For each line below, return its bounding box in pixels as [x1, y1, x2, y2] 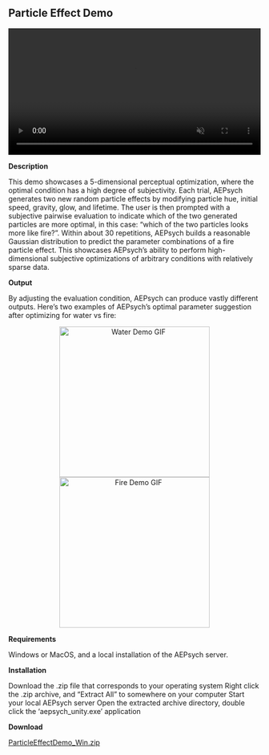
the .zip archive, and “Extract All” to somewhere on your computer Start [8, 689, 245, 699]
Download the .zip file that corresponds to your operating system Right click [8, 680, 259, 690]
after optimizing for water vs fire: [8, 310, 117, 320]
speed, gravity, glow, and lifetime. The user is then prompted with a [8, 202, 231, 212]
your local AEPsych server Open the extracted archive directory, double [8, 698, 246, 708]
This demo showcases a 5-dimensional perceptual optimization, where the [8, 177, 255, 186]
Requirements [8, 634, 57, 643]
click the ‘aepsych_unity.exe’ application [8, 706, 142, 716]
